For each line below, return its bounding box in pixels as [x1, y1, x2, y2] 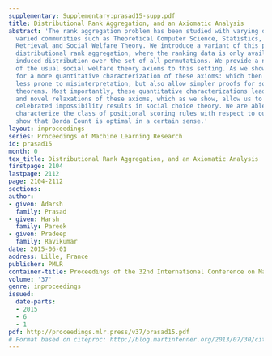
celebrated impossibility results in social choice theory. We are [15, 102, 249, 110]
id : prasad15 [8, 139, 53, 148]
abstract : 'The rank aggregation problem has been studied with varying [8, 27, 259, 35]
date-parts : [15, 298, 57, 306]
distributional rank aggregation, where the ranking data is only [15, 49, 244, 57]
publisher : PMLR [8, 260, 63, 268]
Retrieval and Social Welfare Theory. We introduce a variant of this [15, 42, 259, 50]
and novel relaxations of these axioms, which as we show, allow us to [15, 95, 263, 103]
